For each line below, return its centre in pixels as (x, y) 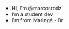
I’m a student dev (32, 14)
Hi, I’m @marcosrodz (37, 8)
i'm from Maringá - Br (37, 20)
